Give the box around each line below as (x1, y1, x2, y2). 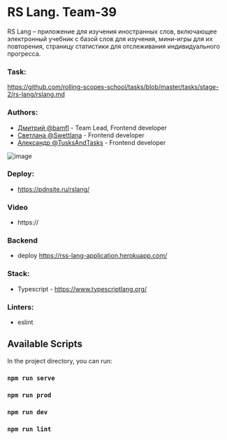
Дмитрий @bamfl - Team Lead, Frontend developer (17, 123, 168, 132)
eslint (17, 318, 34, 326)
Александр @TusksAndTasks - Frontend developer (17, 138, 166, 146)
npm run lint (7, 425, 52, 433)
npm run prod (7, 391, 52, 399)
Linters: (7, 302, 34, 312)
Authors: (7, 107, 38, 117)
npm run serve (7, 374, 55, 382)
